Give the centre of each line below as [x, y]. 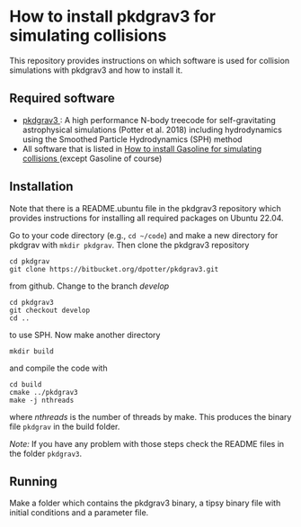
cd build [26, 384]
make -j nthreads [42, 400]
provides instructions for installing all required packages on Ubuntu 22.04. [147, 218]
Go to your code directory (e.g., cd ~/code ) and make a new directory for [144, 235]
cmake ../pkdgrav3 [44, 392]
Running [34, 482]
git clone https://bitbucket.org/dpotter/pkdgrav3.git [114, 269]
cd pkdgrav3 [31, 302]
